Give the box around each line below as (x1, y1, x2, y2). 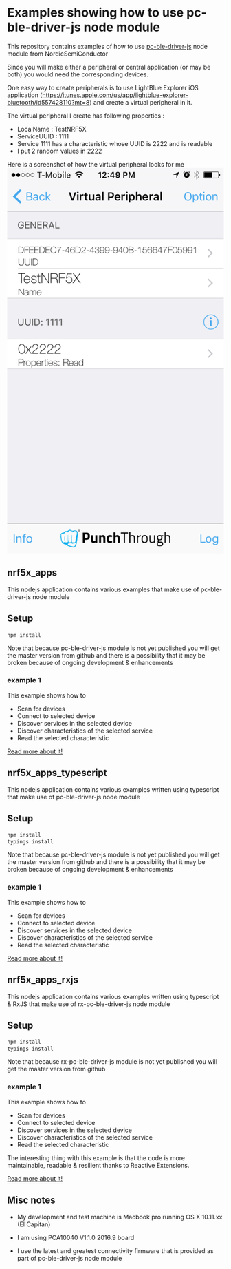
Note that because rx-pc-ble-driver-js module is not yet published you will (7, 1058, 218, 1066)
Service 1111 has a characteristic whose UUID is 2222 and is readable (16, 139, 213, 147)
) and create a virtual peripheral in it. (89, 98, 192, 106)
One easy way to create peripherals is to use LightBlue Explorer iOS (7, 83, 199, 92)
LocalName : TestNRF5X (16, 125, 87, 133)
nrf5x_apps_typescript (7, 767, 107, 779)
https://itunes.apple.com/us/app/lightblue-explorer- (42, 91, 189, 99)
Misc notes (7, 1195, 56, 1206)
